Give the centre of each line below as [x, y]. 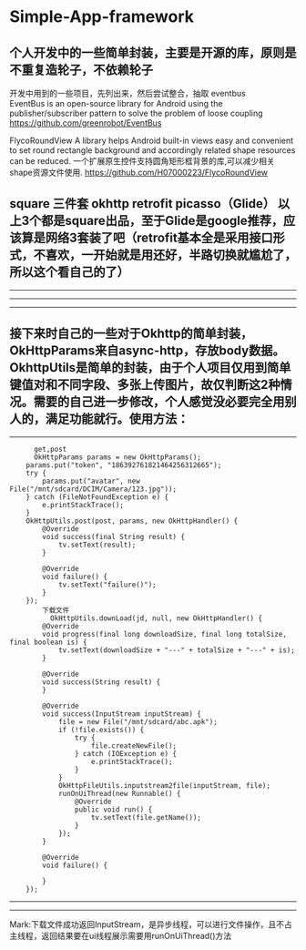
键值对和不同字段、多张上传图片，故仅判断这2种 [145, 385]
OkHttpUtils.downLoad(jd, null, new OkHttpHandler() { [156, 618]
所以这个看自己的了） [69, 272]
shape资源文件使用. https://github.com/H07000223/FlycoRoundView [139, 172]
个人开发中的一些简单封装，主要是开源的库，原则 [147, 52]
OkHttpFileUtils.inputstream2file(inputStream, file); [164, 785]
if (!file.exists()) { [101, 730]
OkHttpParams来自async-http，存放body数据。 [147, 351]
